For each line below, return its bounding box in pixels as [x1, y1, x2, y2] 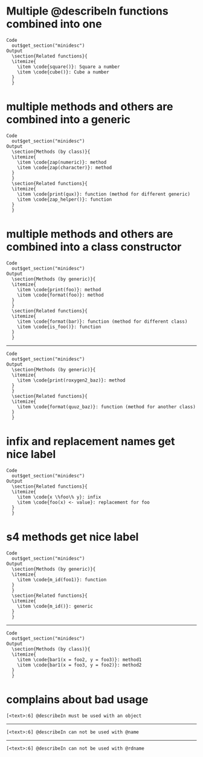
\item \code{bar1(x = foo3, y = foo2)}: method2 [17, 662, 142, 668]
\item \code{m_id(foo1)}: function [17, 576, 107, 583]
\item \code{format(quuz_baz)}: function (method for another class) [17, 403, 196, 410]
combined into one [6, 17, 102, 31]
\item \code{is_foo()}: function [17, 323, 101, 330]
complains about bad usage [6, 693, 149, 706]
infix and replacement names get [6, 435, 175, 448]
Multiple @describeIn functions [6, 4, 169, 18]
